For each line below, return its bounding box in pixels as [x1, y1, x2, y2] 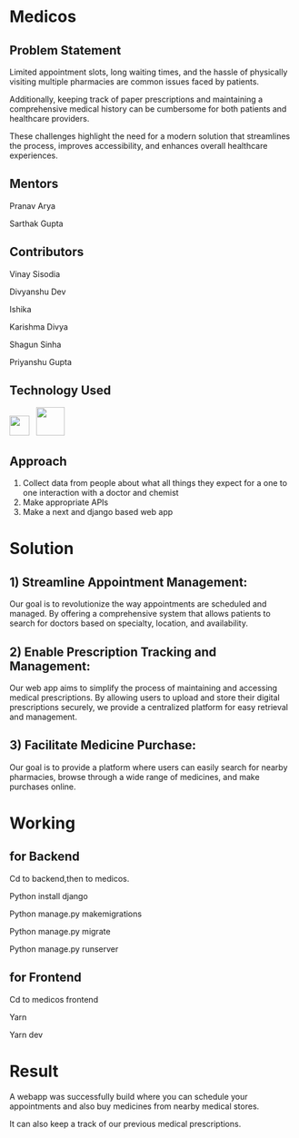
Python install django [9, 890, 88, 901]
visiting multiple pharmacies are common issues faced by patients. [9, 76, 260, 87]
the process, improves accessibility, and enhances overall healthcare [9, 141, 268, 151]
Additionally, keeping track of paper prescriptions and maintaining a [9, 94, 264, 104]
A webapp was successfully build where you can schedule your [9, 1091, 248, 1102]
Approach [9, 453, 67, 469]
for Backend [9, 849, 80, 865]
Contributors [9, 244, 85, 260]
